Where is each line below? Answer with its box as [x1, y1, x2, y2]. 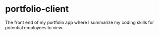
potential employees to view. [5, 24, 63, 30]
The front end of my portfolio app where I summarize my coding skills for [5, 19, 155, 25]
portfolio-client [5, 3, 69, 15]
